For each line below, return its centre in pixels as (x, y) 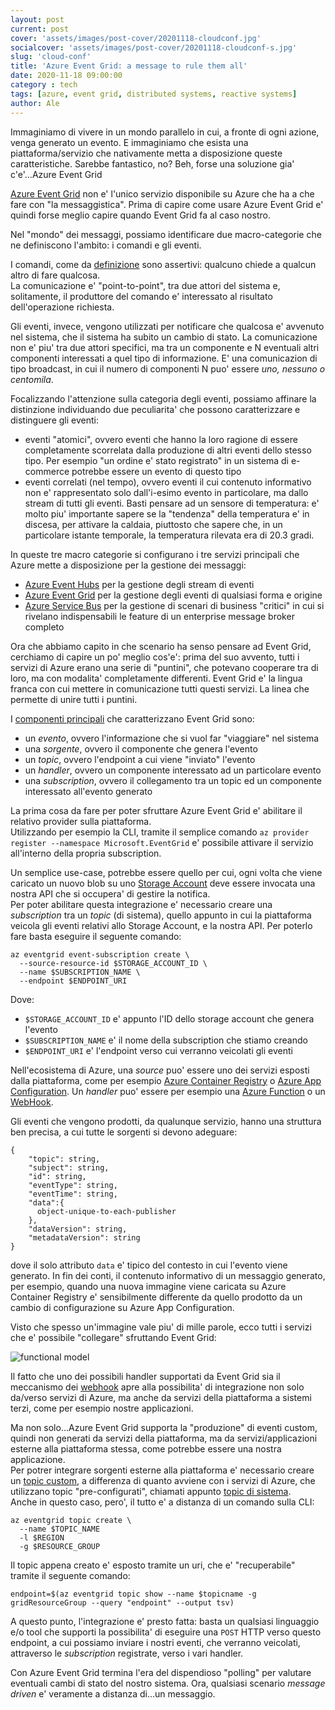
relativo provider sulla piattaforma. (81, 821)
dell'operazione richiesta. (62, 307)
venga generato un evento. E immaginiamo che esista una (129, 142)
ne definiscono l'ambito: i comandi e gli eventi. (106, 245)
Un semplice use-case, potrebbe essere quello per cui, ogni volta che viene (166, 872)
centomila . (32, 379)
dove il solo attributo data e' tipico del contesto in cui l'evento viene (149, 1265)
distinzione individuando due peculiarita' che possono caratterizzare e (155, 409)
